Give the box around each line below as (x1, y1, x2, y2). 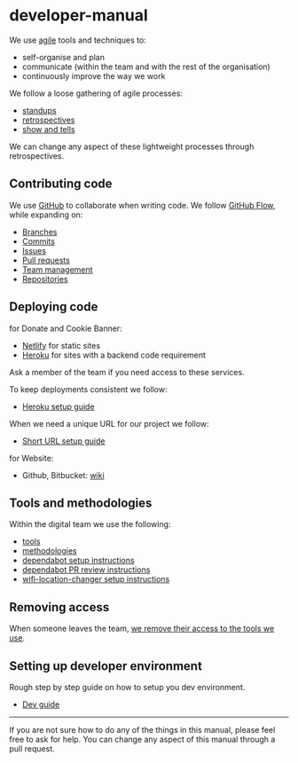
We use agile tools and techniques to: (9, 35, 146, 45)
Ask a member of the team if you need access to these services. (9, 366, 246, 377)
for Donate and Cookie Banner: (9, 323, 122, 334)
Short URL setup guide (21, 436, 106, 446)
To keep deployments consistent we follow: (9, 383, 168, 395)
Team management (21, 264, 93, 275)
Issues (21, 245, 47, 256)
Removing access (9, 600, 110, 615)
